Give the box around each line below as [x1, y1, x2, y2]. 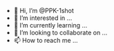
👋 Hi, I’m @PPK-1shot [13, 7, 75, 14]
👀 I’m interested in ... [13, 14, 73, 22]
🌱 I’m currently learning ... [13, 21, 88, 29]
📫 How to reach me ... [13, 37, 78, 44]
